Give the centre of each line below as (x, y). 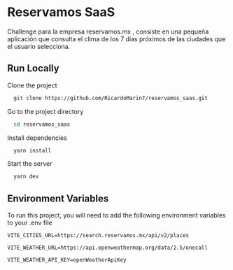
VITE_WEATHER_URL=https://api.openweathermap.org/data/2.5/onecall (108, 248)
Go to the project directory (45, 111)
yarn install (33, 150)
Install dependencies (37, 138)
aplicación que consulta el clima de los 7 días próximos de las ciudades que (116, 38)
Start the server (30, 164)
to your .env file (30, 223)
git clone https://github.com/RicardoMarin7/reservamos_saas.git (111, 98)
